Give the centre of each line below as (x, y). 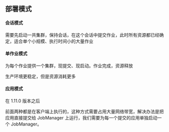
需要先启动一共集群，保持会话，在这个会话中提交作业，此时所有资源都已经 (82, 35)
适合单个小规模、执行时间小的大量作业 (54, 41)
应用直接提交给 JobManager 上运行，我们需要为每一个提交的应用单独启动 (81, 118)
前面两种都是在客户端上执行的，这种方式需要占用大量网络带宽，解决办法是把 (84, 111)
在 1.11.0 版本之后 (23, 101)
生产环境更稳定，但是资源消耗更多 (40, 76)
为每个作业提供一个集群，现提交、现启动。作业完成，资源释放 (69, 65)
